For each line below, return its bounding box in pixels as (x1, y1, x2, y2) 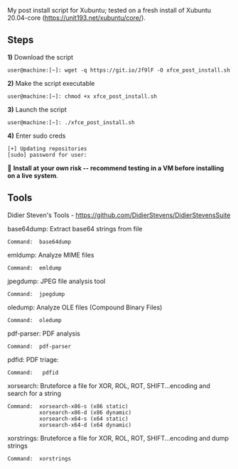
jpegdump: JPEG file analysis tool (7, 277, 106, 285)
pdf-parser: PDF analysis (7, 329, 80, 338)
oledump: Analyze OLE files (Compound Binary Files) (7, 303, 163, 311)
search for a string (7, 389, 62, 397)
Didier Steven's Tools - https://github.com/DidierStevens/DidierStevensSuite (7, 211, 231, 219)
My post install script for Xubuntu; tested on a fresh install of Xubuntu (7, 6, 212, 14)
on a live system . (7, 171, 58, 180)
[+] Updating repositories (7, 145, 87, 152)
